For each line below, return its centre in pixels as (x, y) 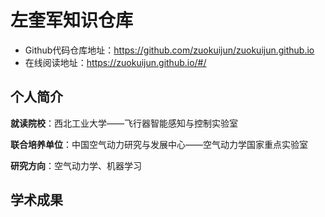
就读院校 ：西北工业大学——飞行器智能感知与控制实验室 (124, 123)
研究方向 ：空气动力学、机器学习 (76, 165)
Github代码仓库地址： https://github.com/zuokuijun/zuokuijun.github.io (169, 50)
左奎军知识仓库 (72, 20)
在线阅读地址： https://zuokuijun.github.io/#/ (115, 62)
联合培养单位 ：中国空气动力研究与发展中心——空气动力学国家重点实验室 (159, 144)
